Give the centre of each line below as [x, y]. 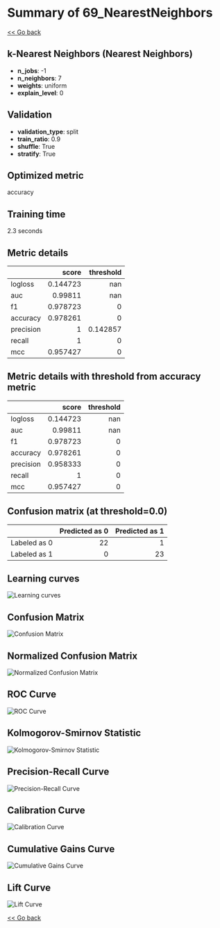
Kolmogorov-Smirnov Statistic [74, 733]
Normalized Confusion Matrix [72, 656]
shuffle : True [36, 146]
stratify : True [36, 154]
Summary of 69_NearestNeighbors [110, 13]
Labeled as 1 [32, 554]
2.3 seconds [25, 231]
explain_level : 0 [40, 93]
